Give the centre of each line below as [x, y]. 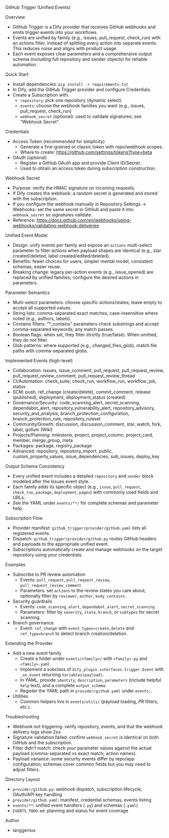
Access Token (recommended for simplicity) [59, 141]
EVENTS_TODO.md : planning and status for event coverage [70, 811]
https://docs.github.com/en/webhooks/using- [84, 220]
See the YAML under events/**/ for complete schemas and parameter [86, 503]
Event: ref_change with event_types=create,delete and [77, 628]
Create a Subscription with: [41, 95]
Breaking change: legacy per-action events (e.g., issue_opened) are [83, 272]
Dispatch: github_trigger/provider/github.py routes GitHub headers [84, 539]
